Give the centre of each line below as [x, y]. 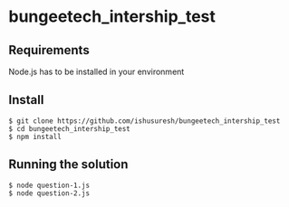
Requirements [49, 50]
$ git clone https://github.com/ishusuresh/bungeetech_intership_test [144, 121]
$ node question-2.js [49, 193]
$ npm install [35, 136]
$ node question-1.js [49, 185]
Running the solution [68, 165]
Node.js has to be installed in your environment [96, 71]
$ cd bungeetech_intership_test [69, 128]
